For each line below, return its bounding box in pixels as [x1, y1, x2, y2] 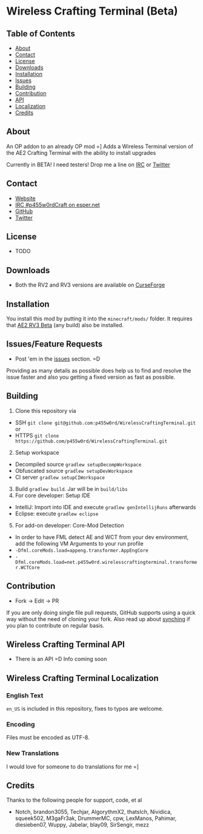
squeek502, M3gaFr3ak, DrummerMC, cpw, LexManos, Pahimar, [15, 815, 177, 822]
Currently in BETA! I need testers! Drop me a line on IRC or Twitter [6, 161, 170, 168]
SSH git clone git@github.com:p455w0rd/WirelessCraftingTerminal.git [15, 419, 196, 426]
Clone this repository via [15, 407, 76, 414]
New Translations [6, 749, 59, 758]
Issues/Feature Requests [6, 339, 103, 350]
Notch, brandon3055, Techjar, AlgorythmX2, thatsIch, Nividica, [15, 809, 172, 816]
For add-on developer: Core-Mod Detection [15, 521, 124, 529]
